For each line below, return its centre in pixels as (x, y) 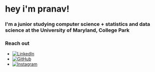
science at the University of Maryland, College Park (68, 30)
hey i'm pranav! (37, 9)
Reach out (17, 43)
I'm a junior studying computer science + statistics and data (77, 24)
